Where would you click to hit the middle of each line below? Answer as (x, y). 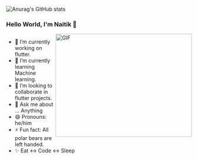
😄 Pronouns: (31, 117)
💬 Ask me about (34, 104)
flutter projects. (33, 98)
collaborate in (31, 92)
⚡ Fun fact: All (32, 130)
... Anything (29, 111)
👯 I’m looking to (34, 86)
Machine (25, 73)
